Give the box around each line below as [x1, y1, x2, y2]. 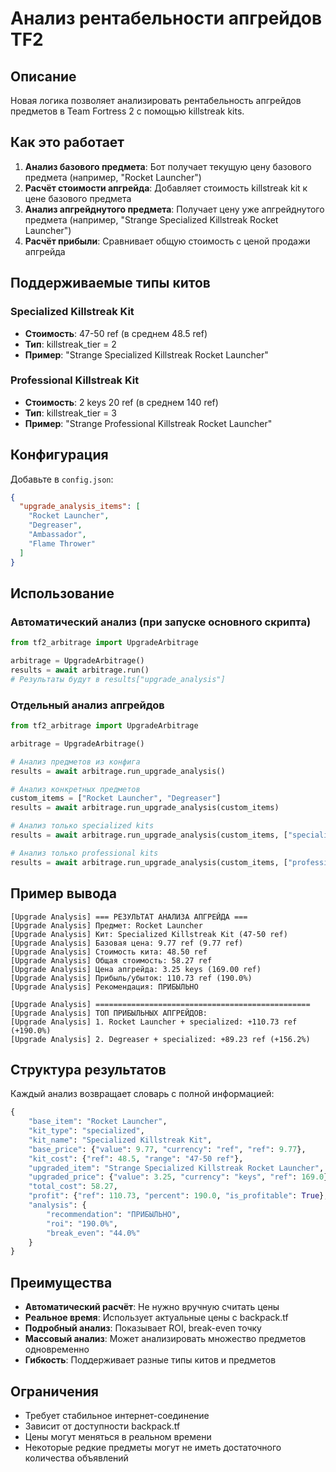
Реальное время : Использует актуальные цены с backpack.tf [24, 1312, 289, 1324]
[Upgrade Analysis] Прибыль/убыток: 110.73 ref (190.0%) [10, 973, 253, 983]
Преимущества [10, 1274, 113, 1291]
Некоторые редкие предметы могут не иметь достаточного [24, 1441, 282, 1453]
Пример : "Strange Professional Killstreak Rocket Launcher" [24, 417, 273, 429]
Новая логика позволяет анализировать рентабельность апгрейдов [10, 95, 302, 106]
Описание [10, 68, 77, 85]
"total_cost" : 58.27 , [28, 1182, 118, 1192]
